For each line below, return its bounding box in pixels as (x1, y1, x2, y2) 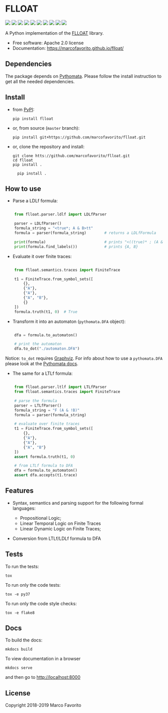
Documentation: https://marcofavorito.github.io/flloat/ (12, 45, 124, 51)
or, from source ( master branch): (12, 125, 79, 131)
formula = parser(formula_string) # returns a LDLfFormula (14, 230, 156, 235)
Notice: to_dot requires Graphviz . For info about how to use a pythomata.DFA (5, 355, 163, 361)
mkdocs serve (5, 665, 33, 671)
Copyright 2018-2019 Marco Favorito (5, 702, 81, 708)
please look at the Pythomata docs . (5, 361, 78, 367)
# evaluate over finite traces (14, 421, 80, 427)
